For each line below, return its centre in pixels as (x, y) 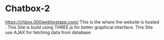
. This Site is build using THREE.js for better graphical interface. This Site (79, 27)
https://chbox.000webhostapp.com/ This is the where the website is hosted (82, 22)
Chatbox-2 (28, 9)
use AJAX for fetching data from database (48, 32)
